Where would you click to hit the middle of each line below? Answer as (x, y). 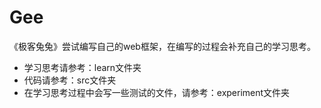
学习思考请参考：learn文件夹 (82, 67)
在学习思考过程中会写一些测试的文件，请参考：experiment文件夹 (157, 92)
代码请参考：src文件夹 (70, 80)
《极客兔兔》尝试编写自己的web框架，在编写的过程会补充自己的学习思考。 (162, 46)
